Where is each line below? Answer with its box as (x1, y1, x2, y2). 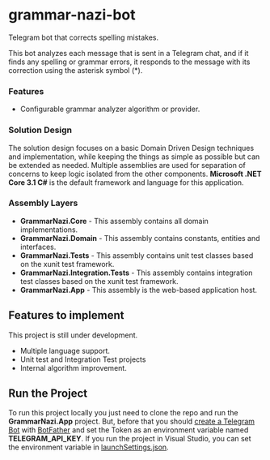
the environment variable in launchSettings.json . (8, 442, 169, 452)
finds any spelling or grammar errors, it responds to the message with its (8, 57, 251, 67)
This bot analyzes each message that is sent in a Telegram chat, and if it (8, 48, 249, 58)
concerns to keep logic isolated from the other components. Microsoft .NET (8, 169, 262, 178)
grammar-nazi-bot (8, 6, 136, 24)
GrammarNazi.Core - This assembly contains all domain (19, 216, 209, 226)
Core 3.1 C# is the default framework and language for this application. (8, 177, 244, 187)
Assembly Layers (8, 197, 78, 209)
